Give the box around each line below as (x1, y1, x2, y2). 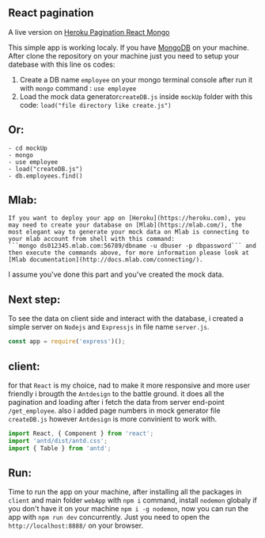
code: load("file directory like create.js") (19, 100, 172, 109)
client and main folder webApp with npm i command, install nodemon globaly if (8, 495, 257, 506)
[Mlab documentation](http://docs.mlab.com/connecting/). (8, 256, 203, 264)
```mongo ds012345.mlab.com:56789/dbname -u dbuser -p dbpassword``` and (8, 242, 257, 250)
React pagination (8, 6, 94, 20)
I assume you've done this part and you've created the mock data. (8, 269, 224, 280)
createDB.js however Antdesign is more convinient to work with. (8, 414, 218, 423)
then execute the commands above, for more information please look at (8, 249, 249, 257)
